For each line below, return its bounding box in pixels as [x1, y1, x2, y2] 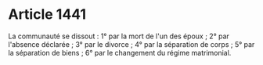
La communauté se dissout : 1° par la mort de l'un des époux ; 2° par [8, 31, 229, 41]
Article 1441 [8, 5, 87, 23]
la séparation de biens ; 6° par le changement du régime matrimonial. [8, 48, 232, 57]
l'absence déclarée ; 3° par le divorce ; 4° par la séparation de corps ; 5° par [8, 39, 255, 49]
